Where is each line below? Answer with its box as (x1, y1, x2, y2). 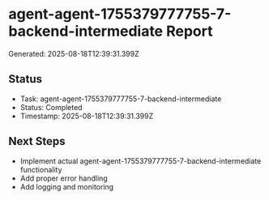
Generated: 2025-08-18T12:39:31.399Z (8, 49, 139, 58)
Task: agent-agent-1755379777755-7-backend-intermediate (19, 94, 222, 104)
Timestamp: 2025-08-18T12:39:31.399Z (19, 111, 154, 121)
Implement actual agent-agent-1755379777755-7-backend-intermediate (19, 155, 262, 166)
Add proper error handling (19, 173, 108, 183)
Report (165, 22, 213, 40)
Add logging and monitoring (19, 181, 114, 191)
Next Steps (8, 134, 66, 148)
